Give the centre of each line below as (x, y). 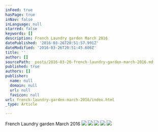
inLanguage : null (24, 24)
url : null (20, 90)
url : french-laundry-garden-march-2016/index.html (60, 100)
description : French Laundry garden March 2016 (57, 39)
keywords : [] (19, 34)
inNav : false (19, 19)
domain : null (24, 85)
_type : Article (21, 105)
